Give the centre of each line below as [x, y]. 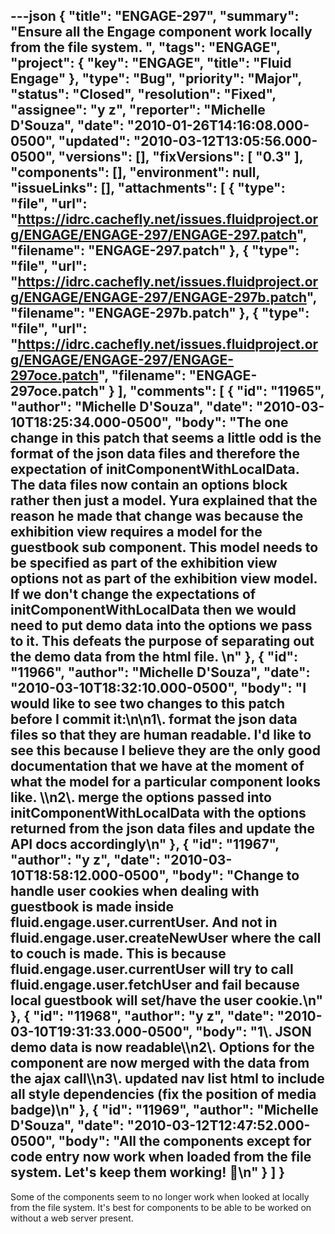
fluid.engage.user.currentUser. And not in [144, 922]
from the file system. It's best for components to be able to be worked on [161, 1207]
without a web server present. [72, 1218]
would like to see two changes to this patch [147, 704]
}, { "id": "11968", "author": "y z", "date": [142, 1016]
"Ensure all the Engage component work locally [161, 32]
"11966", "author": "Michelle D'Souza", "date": [160, 672]
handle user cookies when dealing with [135, 891]
